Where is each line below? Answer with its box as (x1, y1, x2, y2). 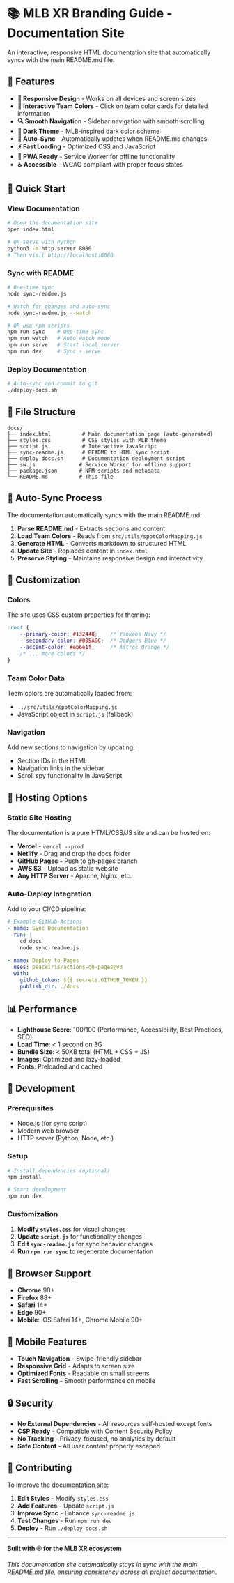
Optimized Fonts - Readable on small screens (17, 1369, 150, 1377)
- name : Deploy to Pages (7, 957, 79, 964)
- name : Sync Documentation (7, 925, 89, 932)
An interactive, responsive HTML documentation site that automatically (7, 48, 211, 56)
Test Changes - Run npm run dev (17, 1516, 113, 1524)
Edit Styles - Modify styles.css (17, 1494, 109, 1502)
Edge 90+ (17, 1308, 47, 1317)
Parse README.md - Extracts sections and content (17, 524, 166, 533)
